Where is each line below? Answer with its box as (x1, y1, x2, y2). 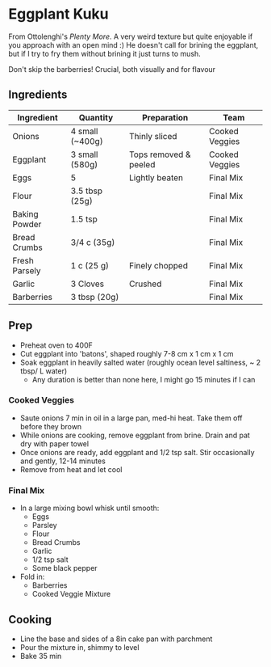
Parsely (12, 264, 41, 276)
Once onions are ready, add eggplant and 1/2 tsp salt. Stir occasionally (19, 447, 256, 457)
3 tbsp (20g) (70, 291, 119, 302)
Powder (12, 218, 42, 230)
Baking (12, 208, 39, 219)
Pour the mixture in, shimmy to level (19, 642, 140, 652)
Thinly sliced (128, 130, 177, 141)
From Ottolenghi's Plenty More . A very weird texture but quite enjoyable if (8, 32, 253, 41)
